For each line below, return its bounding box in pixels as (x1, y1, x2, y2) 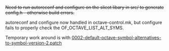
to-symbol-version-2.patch (5, 40, 62, 46)
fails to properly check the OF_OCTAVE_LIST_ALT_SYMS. (5, 25, 124, 31)
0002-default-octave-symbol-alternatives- (72, 35, 161, 40)
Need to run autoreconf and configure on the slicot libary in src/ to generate (5, 5, 164, 10)
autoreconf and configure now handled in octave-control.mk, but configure (5, 20, 162, 25)
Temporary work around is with (5, 35, 71, 40)
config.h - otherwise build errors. (5, 10, 75, 16)
